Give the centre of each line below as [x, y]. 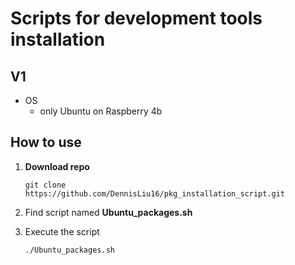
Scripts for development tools [136, 18]
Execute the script [62, 231]
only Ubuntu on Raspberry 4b [101, 111]
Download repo [57, 166]
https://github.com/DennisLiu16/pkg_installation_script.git [155, 193]
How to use [46, 142]
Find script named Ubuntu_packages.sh [108, 212]
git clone [45, 185]
